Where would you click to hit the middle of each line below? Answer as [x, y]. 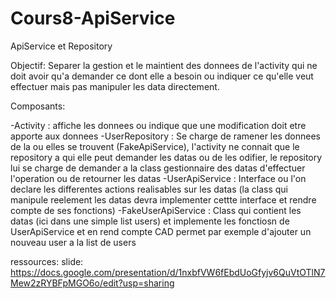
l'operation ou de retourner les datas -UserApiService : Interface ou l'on [158, 178]
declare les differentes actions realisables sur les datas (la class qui [149, 189]
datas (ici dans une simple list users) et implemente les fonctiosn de [150, 221]
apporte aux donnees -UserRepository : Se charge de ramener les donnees [165, 136]
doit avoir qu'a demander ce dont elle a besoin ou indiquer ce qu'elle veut [162, 76]
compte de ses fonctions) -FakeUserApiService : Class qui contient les [156, 210]
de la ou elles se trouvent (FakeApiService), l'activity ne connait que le [155, 146]
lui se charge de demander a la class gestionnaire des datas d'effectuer [158, 168]
